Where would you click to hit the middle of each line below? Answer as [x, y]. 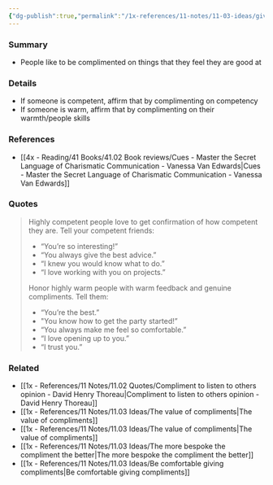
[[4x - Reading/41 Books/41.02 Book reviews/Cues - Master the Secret [138, 157]
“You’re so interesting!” [79, 246]
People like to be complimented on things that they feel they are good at [141, 62]
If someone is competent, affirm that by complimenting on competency [139, 101]
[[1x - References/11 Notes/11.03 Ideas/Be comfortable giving [122, 464]
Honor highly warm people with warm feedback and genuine [130, 288]
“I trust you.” [61, 347]
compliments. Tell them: [68, 296]
